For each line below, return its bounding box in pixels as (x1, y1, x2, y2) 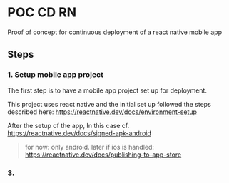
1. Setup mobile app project (7, 70, 103, 80)
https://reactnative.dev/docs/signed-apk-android (7, 129, 152, 137)
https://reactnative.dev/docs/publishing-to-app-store (24, 150, 182, 159)
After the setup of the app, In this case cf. (7, 121, 130, 130)
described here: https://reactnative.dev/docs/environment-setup (7, 108, 198, 116)
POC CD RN (7, 4, 77, 21)
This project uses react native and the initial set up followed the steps (7, 100, 212, 108)
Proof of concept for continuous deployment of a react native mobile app (7, 28, 223, 36)
